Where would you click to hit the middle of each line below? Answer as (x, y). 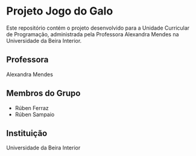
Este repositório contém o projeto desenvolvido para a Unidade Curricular (98, 28)
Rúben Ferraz (32, 108)
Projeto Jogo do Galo (60, 11)
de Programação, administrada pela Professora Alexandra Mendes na (93, 34)
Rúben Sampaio (35, 114)
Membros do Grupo (43, 93)
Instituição (27, 133)
